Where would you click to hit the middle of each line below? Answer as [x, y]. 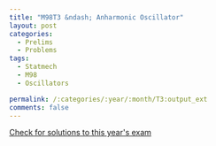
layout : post [33, 26]
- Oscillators [43, 83]
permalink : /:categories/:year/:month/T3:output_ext [108, 99]
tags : [19, 58]
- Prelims [35, 42]
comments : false [39, 107]
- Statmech [37, 67]
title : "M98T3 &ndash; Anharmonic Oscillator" [96, 17]
